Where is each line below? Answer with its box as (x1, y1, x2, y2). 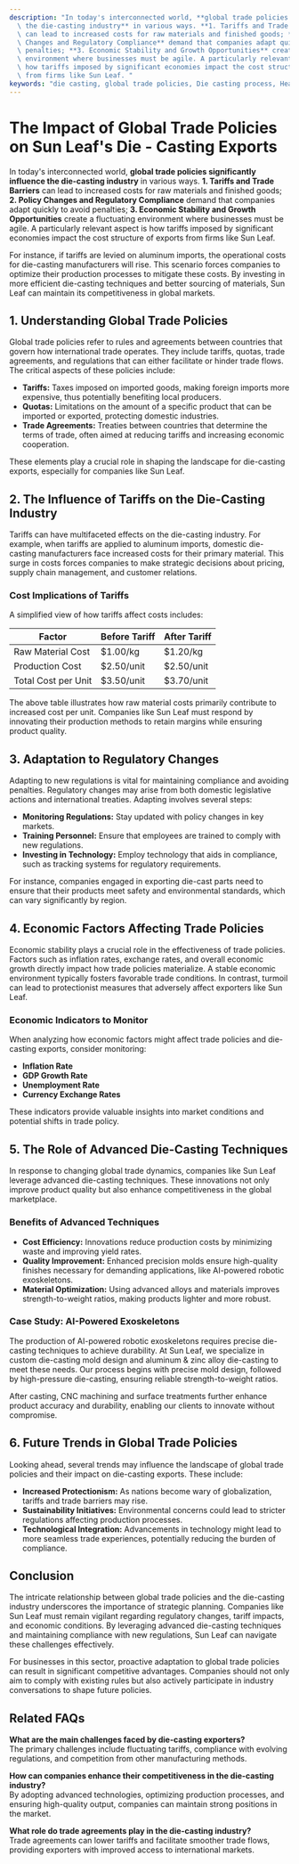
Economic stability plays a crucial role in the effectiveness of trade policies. (9, 945, 286, 956)
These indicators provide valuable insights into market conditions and (9, 1106, 264, 1118)
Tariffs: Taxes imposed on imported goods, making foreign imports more (21, 382, 290, 393)
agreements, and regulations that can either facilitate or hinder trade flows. (9, 355, 284, 366)
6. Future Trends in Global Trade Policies (9, 1436, 238, 1451)
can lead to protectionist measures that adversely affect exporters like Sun (9, 982, 283, 993)
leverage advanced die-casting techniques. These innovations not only (9, 1175, 270, 1185)
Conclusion (9, 1568, 75, 1583)
